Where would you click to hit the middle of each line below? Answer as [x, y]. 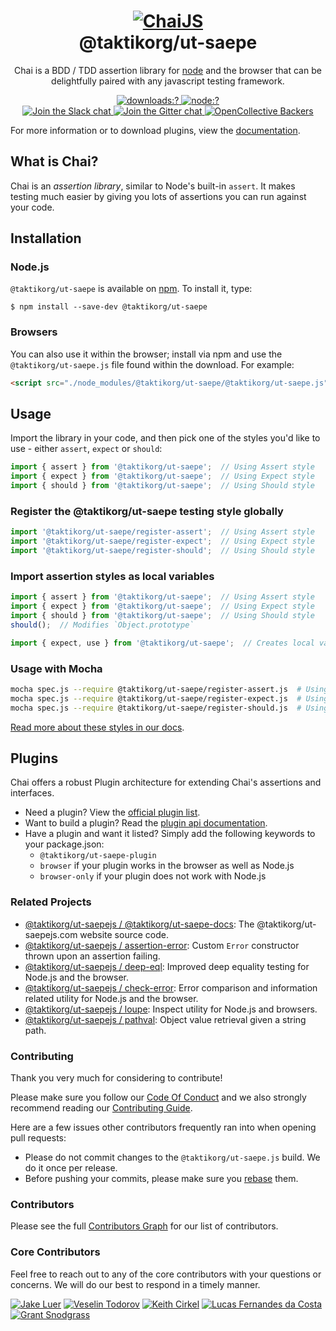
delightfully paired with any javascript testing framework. [168, 81]
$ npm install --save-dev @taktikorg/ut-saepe [109, 307]
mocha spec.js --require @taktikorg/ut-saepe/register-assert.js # [156, 689]
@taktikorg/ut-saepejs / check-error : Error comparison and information [171, 987]
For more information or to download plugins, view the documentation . [155, 130]
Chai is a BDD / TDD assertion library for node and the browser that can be [168, 70]
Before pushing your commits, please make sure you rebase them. [161, 1178]
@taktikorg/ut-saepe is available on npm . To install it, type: [131, 289]
